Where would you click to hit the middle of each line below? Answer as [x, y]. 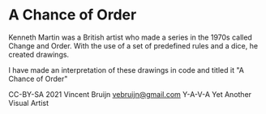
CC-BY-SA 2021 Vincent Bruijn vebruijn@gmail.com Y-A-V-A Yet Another [130, 94]
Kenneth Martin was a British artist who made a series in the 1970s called [131, 37]
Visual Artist [28, 103]
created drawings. [39, 54]
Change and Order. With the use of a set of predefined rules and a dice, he [133, 45]
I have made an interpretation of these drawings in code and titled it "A [127, 70]
